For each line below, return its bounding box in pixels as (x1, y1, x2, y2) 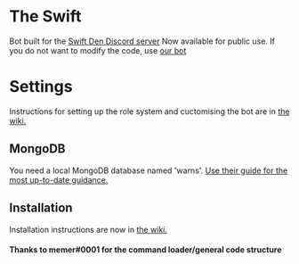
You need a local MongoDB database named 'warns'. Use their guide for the (9, 165, 288, 176)
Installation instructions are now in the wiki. (9, 224, 167, 235)
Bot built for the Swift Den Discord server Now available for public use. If (9, 36, 276, 46)
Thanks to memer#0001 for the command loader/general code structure (9, 244, 282, 255)
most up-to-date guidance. (9, 174, 109, 185)
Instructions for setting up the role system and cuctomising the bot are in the (9, 105, 290, 117)
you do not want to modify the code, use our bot (9, 45, 187, 55)
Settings (9, 77, 73, 97)
